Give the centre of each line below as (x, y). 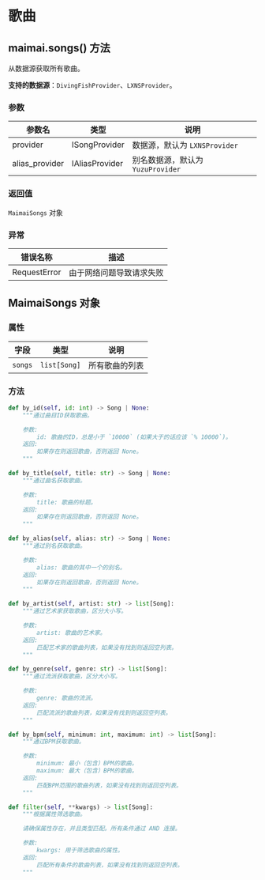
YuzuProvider (157, 170)
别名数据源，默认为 (168, 161)
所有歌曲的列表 (116, 365)
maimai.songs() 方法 (59, 48)
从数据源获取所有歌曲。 (46, 68)
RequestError (37, 272)
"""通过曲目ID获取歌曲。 (58, 415)
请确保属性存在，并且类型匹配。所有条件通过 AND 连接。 (102, 829)
